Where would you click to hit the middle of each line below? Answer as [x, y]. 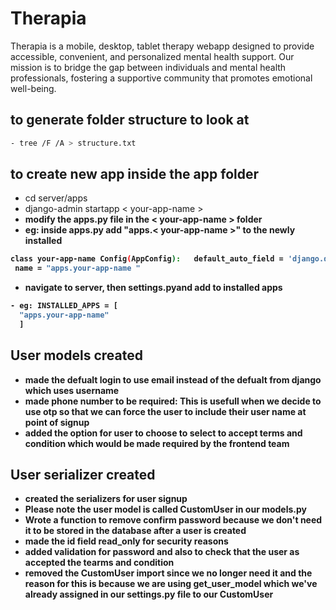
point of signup [57, 422]
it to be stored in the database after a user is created [135, 531]
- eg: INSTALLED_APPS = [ [64, 306]
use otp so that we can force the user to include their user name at [165, 411]
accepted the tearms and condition [99, 563]
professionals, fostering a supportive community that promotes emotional [161, 78]
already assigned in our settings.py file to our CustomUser [149, 594]
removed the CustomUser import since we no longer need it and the [168, 573]
